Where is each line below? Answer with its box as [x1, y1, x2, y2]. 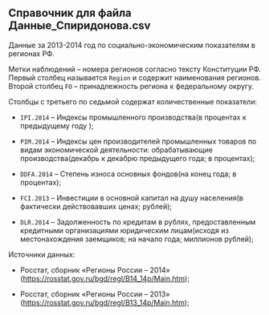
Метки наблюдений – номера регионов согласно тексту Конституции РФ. [8, 64, 262, 74]
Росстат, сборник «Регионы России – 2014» [19, 265, 170, 275]
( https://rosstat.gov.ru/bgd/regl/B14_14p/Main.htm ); [19, 273, 190, 283]
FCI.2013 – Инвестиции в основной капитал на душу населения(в [19, 192, 243, 203]
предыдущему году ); [19, 120, 94, 131]
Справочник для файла [8, 6, 132, 20]
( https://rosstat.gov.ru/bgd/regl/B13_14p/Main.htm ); [19, 297, 190, 307]
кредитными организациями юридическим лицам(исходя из [19, 225, 229, 235]
